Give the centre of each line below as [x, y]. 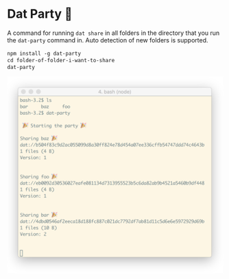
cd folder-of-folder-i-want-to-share [61, 60]
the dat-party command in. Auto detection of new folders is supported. [108, 40]
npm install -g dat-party [44, 53]
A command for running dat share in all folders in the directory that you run [113, 33]
